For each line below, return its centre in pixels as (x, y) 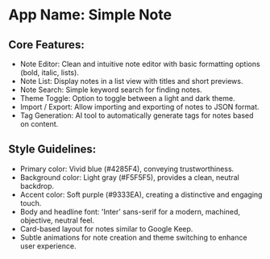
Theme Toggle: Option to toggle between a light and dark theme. (127, 98)
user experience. (48, 246)
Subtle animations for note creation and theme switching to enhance (133, 237)
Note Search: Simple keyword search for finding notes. (111, 90)
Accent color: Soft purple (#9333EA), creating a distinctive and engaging (141, 194)
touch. (31, 203)
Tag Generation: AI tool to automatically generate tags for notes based (137, 115)
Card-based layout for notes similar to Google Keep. (106, 228)
